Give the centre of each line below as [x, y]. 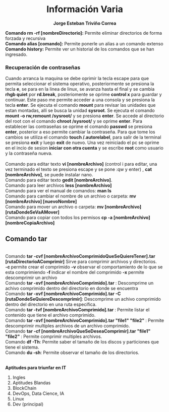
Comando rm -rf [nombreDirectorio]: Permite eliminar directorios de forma [84, 33]
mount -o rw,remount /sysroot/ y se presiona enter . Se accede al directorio [85, 116]
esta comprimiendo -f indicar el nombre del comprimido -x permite [75, 272]
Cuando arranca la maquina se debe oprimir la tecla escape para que [77, 79]
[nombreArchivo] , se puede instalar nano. [49, 175]
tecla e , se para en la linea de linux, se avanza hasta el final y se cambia [80, 89]
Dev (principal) [28, 404]
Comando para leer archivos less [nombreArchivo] [59, 185]
